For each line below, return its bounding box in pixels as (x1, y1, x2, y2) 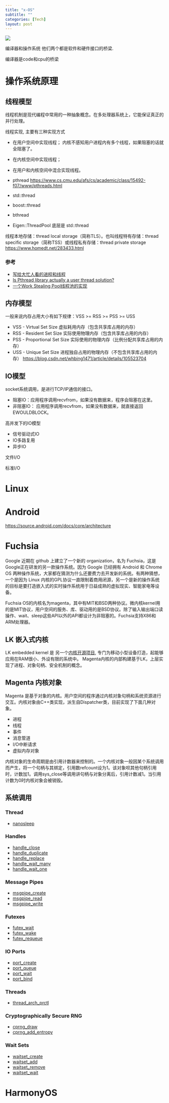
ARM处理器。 (5, 619, 33, 625)
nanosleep (12, 820, 35, 826)
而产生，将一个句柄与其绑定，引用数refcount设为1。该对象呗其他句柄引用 (5, 764, 157, 770)
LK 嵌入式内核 (5, 635, 49, 644)
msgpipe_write (12, 901, 43, 907)
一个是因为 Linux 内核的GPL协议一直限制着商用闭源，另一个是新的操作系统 (5, 576, 160, 583)
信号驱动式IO (12, 431, 40, 437)
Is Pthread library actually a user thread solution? (12, 277, 115, 283)
